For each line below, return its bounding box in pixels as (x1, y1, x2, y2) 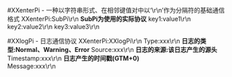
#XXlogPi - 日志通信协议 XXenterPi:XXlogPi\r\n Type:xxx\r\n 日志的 (7, 37, 201, 45)
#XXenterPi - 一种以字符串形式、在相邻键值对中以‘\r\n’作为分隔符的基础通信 (7, 6, 225, 14)
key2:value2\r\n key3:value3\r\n (7, 23, 100, 31)
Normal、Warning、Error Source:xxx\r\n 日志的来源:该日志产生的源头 (15, 46, 218, 53)
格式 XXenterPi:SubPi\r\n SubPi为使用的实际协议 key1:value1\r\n (7, 15, 191, 23)
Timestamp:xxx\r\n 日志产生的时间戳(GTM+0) (7, 54, 140, 62)
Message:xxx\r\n (7, 62, 56, 70)
